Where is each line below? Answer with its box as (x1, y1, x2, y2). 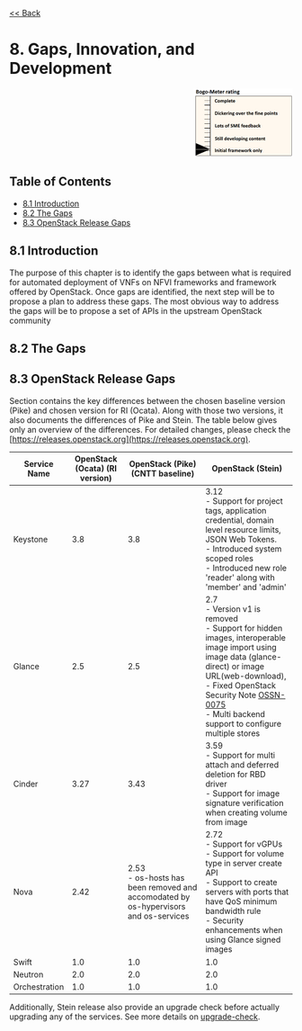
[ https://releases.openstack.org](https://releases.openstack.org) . (9, 434, 252, 444)
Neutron (13, 969, 44, 980)
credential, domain (205, 515, 274, 525)
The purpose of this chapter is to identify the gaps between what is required (9, 267, 292, 278)
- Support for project (205, 495, 283, 507)
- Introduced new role (205, 562, 288, 573)
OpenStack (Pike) (129, 458, 197, 469)
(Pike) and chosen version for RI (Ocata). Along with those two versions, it (9, 405, 283, 416)
